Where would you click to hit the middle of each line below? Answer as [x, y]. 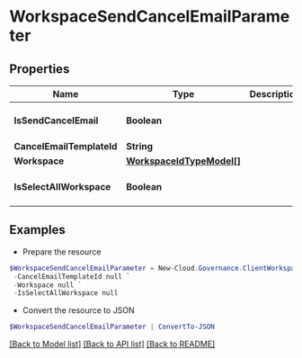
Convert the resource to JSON [78, 310]
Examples [37, 230]
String [139, 146]
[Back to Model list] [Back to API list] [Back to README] [112, 345]
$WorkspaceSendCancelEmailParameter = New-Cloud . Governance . [126, 268]
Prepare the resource [62, 251]
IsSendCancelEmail [56, 121]
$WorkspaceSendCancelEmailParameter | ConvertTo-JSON [112, 327]
